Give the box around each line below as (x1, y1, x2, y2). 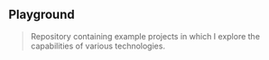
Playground (8, 7, 75, 22)
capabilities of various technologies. (30, 40, 166, 51)
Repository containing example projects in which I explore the (30, 30, 261, 41)
